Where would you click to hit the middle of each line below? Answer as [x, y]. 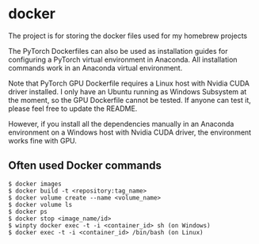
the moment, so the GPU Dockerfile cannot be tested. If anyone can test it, [130, 100]
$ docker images [35, 184]
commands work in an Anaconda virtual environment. [95, 67]
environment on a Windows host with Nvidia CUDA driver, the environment [130, 132]
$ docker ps [28, 212]
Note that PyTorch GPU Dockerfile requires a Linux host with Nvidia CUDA [129, 83]
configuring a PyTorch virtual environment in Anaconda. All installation [123, 59]
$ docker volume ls [40, 204]
